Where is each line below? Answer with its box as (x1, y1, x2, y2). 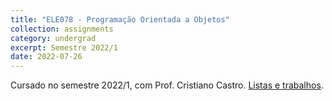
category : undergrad (10, 33, 97, 43)
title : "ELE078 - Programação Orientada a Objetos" (10, 14, 230, 25)
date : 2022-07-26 (10, 52, 83, 62)
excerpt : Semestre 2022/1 (10, 42, 118, 53)
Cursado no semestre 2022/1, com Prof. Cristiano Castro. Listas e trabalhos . (10, 79, 324, 91)
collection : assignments (10, 24, 114, 34)
